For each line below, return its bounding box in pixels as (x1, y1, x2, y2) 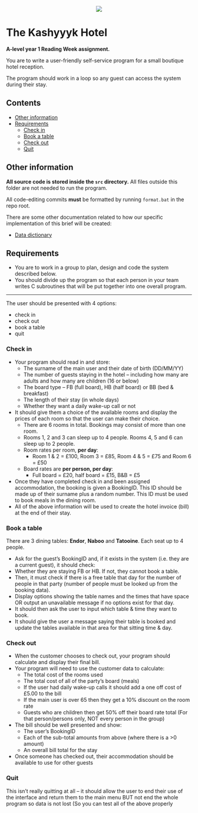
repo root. (6, 202, 31, 209)
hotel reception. (6, 63, 45, 70)
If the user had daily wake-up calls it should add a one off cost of (23, 684, 182, 691)
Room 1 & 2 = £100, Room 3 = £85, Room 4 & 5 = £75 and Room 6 (32, 452, 192, 459)
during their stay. (6, 80, 48, 88)
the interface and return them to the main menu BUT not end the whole (6, 793, 179, 801)
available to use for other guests (14, 759, 93, 766)
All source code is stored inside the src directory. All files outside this (6, 178, 178, 185)
